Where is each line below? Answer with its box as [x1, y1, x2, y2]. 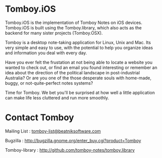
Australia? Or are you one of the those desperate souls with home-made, [5, 75, 152, 81]
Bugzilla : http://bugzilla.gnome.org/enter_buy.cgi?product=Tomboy [5, 137, 142, 143]
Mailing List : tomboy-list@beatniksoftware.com [5, 128, 101, 134]
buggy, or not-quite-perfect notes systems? [5, 80, 93, 86]
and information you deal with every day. [5, 50, 87, 56]
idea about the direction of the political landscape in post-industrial [5, 69, 140, 75]
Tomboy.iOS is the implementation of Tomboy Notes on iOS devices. [5, 20, 142, 25]
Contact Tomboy [5, 112, 74, 123]
